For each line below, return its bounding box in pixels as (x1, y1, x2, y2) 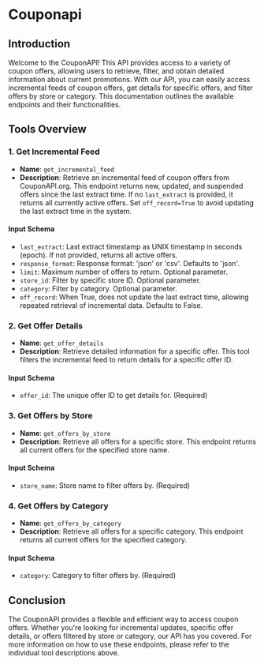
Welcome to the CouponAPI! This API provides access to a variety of (8, 58, 231, 67)
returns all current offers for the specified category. (19, 535, 188, 545)
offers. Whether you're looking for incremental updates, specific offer (8, 623, 234, 632)
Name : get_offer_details (19, 338, 104, 348)
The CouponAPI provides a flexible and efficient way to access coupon (8, 614, 239, 625)
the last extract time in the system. (19, 206, 132, 216)
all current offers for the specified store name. (19, 445, 169, 455)
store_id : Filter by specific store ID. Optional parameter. (19, 275, 202, 285)
